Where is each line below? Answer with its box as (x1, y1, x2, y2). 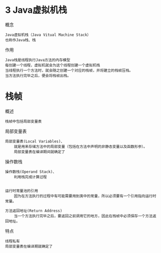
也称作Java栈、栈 (5, 37, 36, 42)
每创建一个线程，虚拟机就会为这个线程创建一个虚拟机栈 (5, 62, 101, 68)
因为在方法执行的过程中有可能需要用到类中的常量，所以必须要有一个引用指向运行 (14, 194, 153, 198)
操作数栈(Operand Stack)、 (5, 169, 56, 174)
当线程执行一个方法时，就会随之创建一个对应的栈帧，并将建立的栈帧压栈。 (5, 68, 134, 73)
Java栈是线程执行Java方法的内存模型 (5, 57, 70, 62)
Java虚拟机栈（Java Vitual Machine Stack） (5, 32, 91, 37)
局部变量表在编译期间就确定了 (14, 149, 65, 154)
